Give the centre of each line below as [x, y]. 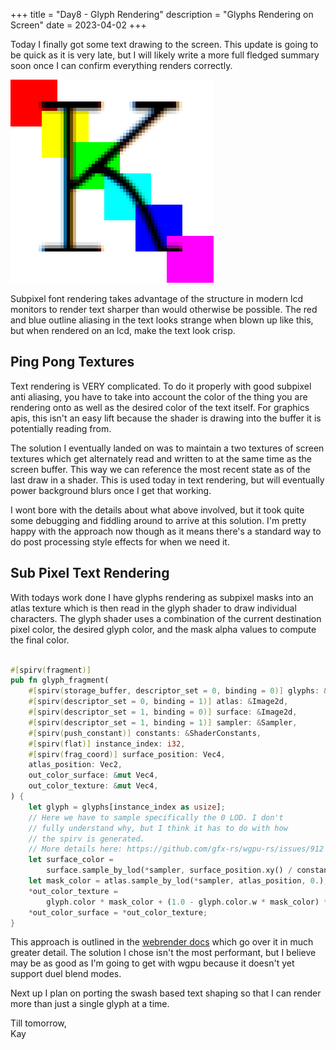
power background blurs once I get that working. [111, 490]
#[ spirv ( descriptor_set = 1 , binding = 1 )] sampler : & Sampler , [163, 722]
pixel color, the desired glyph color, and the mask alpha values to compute [163, 629]
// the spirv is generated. [86, 839]
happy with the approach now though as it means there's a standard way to [166, 531]
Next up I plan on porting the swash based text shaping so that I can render [166, 993]
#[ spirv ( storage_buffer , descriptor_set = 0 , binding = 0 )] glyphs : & [178, 691]
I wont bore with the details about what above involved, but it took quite [157, 510]
